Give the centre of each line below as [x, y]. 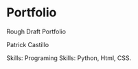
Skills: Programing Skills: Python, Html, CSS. [69, 58]
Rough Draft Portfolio [36, 31]
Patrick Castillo [28, 44]
